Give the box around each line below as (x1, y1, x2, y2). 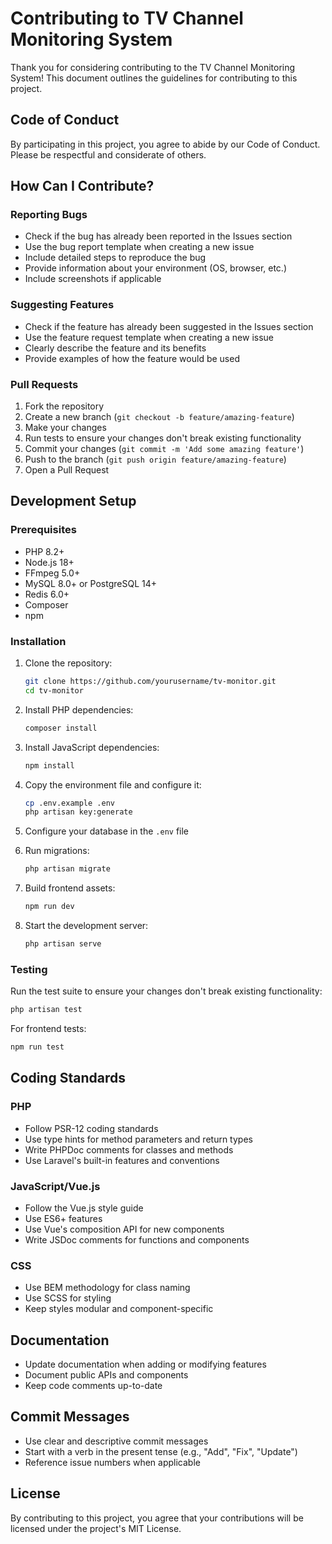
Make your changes (24, 422, 107, 434)
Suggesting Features (10, 298, 115, 312)
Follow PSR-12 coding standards (24, 1122, 159, 1134)
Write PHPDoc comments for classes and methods (24, 1143, 234, 1156)
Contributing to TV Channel (10, 7, 244, 30)
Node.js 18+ (24, 556, 75, 568)
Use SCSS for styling (24, 1292, 112, 1304)
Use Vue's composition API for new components (24, 1223, 225, 1235)
